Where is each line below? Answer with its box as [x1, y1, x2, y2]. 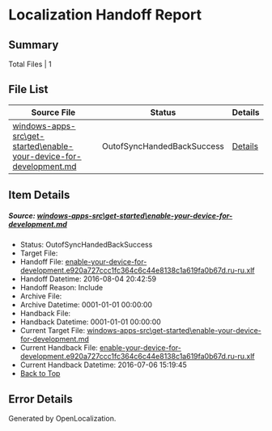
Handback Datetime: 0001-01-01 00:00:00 [19, 317, 162, 327]
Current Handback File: [19, 343, 99, 353]
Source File [31, 107, 76, 118]
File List [8, 82, 49, 96]
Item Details [8, 188, 70, 202]
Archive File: [19, 291, 62, 301]
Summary [8, 38, 59, 52]
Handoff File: [19, 257, 64, 267]
